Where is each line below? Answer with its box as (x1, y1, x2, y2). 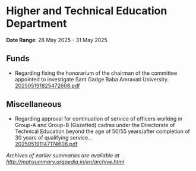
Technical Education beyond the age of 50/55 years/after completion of (14, 128, 190, 135)
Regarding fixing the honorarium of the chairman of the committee (14, 69, 178, 77)
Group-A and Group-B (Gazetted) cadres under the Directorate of (14, 121, 175, 128)
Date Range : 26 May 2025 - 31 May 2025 (6, 36, 108, 43)
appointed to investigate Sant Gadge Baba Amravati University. (14, 75, 169, 83)
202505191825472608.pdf (14, 82, 80, 89)
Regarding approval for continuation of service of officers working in (14, 115, 183, 122)
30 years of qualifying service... (14, 134, 93, 141)
